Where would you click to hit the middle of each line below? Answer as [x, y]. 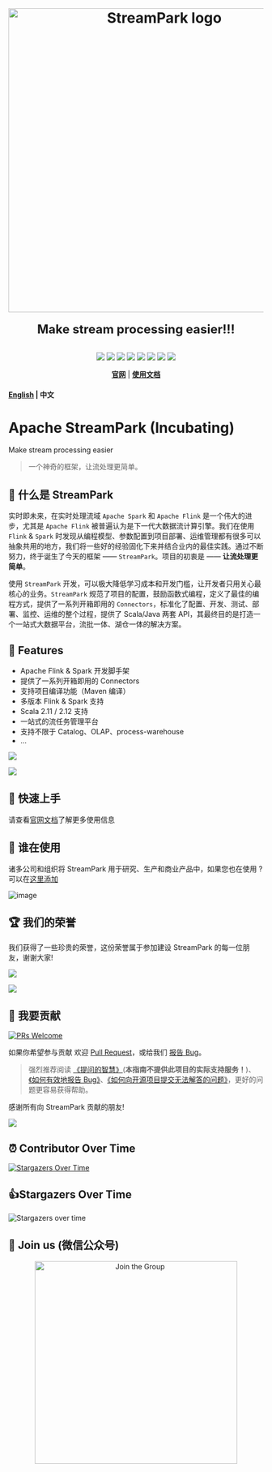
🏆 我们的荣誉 [42, 923]
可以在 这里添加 [33, 879]
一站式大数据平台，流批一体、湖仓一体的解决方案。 [100, 624]
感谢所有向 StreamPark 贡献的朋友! [66, 1107]
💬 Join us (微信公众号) [64, 1245]
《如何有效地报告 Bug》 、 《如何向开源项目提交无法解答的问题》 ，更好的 [142, 1080]
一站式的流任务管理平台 [59, 721]
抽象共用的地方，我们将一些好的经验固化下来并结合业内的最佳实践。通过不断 [136, 546]
